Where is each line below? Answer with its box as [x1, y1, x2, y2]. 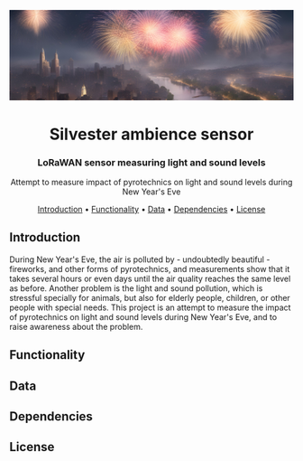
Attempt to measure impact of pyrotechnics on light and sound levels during [10, 176, 293, 187]
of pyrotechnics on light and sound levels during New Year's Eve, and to [9, 311, 278, 322]
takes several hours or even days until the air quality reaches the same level [9, 273, 291, 284]
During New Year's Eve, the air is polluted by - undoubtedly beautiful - [9, 254, 271, 265]
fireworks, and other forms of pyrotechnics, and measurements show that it [9, 263, 290, 274]
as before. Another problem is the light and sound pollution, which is [9, 282, 263, 294]
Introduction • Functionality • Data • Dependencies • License [37, 203, 266, 214]
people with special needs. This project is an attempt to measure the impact [9, 302, 291, 313]
